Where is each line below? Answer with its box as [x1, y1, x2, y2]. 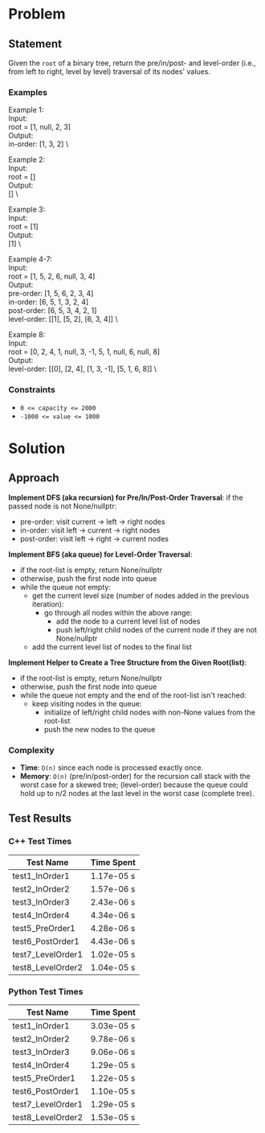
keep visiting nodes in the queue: [31, 698, 142, 708]
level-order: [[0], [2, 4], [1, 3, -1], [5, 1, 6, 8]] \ [8, 364, 157, 374]
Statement [8, 37, 63, 51]
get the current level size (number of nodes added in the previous [31, 591, 250, 600]
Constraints [8, 384, 56, 395]
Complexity [8, 744, 55, 756]
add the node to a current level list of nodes [55, 616, 201, 626]
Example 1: [8, 105, 44, 115]
